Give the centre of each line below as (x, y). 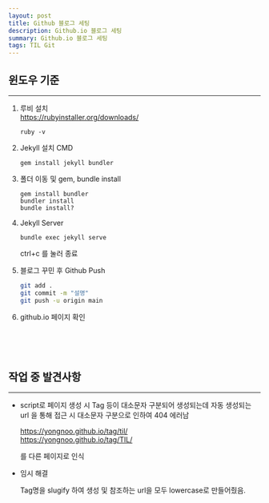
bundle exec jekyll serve (63, 237)
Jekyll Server (42, 223)
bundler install (47, 201)
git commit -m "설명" (54, 293)
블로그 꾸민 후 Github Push (62, 270)
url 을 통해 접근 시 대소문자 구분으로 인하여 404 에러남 (104, 415)
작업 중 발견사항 (45, 377)
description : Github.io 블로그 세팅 (65, 30)
